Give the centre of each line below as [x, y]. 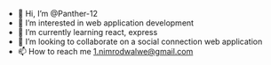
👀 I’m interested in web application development [105, 23]
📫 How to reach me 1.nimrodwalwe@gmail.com [105, 51]
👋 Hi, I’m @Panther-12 [58, 14]
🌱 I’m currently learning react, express [88, 32]
